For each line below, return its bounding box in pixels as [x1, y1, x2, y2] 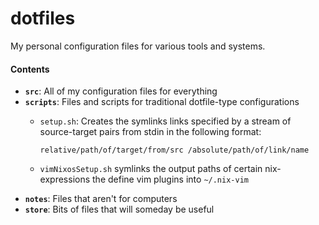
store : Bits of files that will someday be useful [24, 203, 215, 216]
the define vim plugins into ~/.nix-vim [92, 173, 249, 186]
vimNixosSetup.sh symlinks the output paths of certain [39, 163, 263, 175]
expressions [39, 173, 91, 186]
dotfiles [10, 7, 76, 30]
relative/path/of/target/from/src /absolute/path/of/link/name [39, 145, 310, 156]
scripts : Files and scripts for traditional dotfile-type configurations [24, 96, 300, 108]
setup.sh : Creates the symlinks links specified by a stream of [39, 115, 292, 127]
